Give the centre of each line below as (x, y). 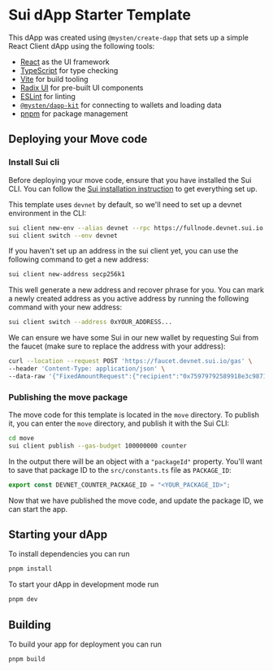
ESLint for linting (48, 96)
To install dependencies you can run (69, 554)
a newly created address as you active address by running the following (129, 299)
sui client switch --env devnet (63, 236)
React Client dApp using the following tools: (82, 45)
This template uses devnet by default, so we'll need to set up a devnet (125, 204)
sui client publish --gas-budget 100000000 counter (97, 446)
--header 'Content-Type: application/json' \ (87, 369)
